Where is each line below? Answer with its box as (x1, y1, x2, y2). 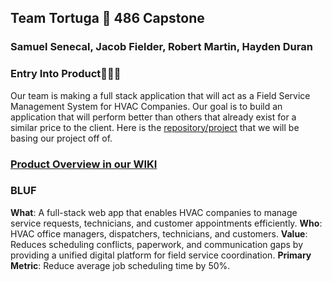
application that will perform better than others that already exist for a (10, 111, 297, 123)
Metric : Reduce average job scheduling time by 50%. (10, 259, 231, 271)
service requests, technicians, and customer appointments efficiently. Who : (10, 217, 323, 229)
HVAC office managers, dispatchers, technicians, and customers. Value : (10, 227, 308, 240)
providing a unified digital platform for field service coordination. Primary (10, 249, 312, 261)
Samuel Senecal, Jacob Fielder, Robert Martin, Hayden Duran (10, 40, 313, 54)
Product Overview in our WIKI (10, 157, 158, 171)
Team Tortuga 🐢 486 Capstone (10, 10, 205, 27)
